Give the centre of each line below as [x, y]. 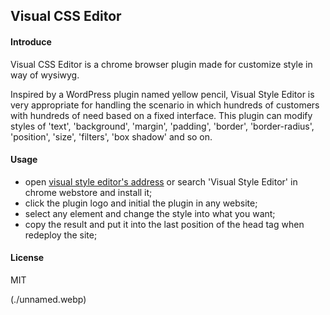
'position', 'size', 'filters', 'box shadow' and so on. [111, 136]
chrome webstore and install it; [88, 192]
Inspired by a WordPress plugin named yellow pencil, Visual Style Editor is [162, 94]
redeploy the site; [61, 235]
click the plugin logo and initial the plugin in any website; [141, 203]
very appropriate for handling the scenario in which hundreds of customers [165, 105]
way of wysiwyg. [45, 75]
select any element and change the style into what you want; [150, 213]
